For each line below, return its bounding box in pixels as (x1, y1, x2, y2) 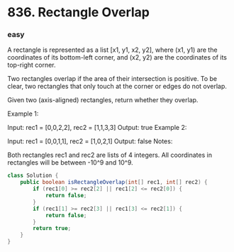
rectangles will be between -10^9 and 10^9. (7, 158, 133, 167)
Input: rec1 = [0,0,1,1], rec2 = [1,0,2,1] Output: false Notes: (7, 137, 173, 146)
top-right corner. (7, 61, 56, 70)
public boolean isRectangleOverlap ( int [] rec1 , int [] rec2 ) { (20, 179, 208, 186)
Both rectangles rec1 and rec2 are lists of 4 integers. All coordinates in (7, 150, 213, 160)
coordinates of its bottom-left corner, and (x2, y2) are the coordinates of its (7, 53, 227, 62)
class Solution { (7, 172, 59, 180)
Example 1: (7, 109, 39, 118)
